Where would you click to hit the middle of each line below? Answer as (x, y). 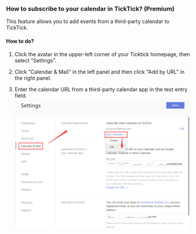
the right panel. (33, 78)
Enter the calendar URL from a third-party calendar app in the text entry (101, 89)
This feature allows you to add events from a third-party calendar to (88, 22)
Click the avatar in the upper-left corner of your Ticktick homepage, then (102, 54)
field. (21, 95)
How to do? (20, 41)
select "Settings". (35, 60)
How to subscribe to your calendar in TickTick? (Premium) (90, 9)
